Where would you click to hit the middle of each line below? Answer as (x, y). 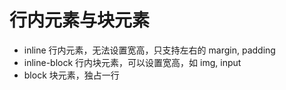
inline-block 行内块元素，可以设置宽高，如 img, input (132, 62)
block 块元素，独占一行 (71, 75)
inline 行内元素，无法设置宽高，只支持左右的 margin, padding (149, 50)
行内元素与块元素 (80, 20)
